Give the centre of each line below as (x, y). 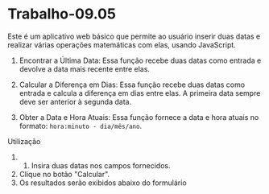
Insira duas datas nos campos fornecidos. (101, 165)
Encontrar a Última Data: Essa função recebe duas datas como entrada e (140, 60)
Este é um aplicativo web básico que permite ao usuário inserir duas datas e (134, 36)
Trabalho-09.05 (62, 14)
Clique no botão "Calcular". (64, 174)
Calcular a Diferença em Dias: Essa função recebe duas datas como (132, 85)
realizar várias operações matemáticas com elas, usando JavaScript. (122, 44)
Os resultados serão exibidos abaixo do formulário (103, 183)
